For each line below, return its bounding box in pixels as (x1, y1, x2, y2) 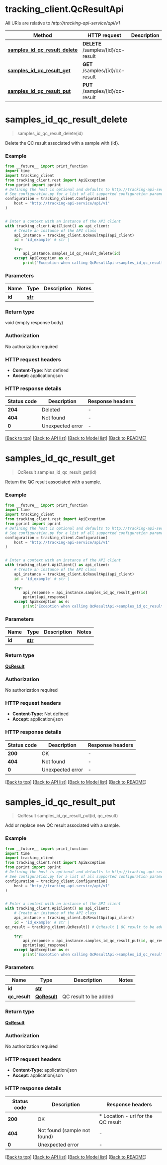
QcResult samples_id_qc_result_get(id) (17, 469, 97, 475)
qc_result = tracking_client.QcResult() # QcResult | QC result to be (5, 924, 155, 930)
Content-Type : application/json (12, 1067, 77, 1073)
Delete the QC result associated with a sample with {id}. (5, 140, 120, 146)
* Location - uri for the (99, 1112, 153, 1119)
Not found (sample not (37, 1127, 90, 1134)
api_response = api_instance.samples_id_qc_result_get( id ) (23, 590, 148, 595)
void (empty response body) (5, 320, 64, 326)
